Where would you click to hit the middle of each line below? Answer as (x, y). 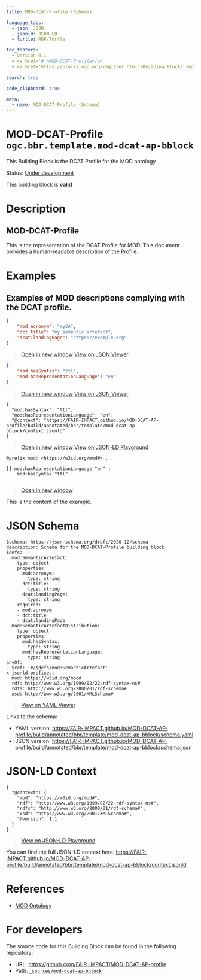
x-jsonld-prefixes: (31, 673)
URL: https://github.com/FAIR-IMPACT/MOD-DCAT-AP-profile (90, 964)
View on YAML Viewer (48, 705)
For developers (44, 929)
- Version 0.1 (29, 56)
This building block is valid (39, 185)
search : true (22, 78)
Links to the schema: (32, 717)
